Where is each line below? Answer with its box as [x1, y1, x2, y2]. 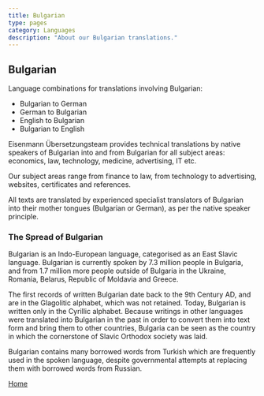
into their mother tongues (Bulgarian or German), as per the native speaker [8, 204, 251, 213]
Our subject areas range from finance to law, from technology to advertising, [8, 171, 257, 181]
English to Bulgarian [19, 116, 85, 125]
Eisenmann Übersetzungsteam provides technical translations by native [8, 140, 241, 149]
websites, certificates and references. [8, 180, 132, 189]
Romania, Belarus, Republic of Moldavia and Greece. [8, 275, 179, 284]
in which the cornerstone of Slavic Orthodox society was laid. [8, 332, 208, 342]
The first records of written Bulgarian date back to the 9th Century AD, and [8, 290, 251, 300]
